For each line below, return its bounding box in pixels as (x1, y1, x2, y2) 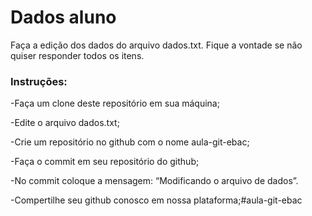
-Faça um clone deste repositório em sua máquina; (10, 97, 220, 110)
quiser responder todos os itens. (10, 49, 145, 61)
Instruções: (10, 74, 68, 88)
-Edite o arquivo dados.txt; (10, 117, 120, 129)
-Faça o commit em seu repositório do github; (10, 156, 200, 168)
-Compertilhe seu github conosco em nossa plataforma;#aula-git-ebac (10, 194, 303, 206)
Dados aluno (10, 6, 117, 29)
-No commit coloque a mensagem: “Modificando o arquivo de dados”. (10, 175, 299, 187)
